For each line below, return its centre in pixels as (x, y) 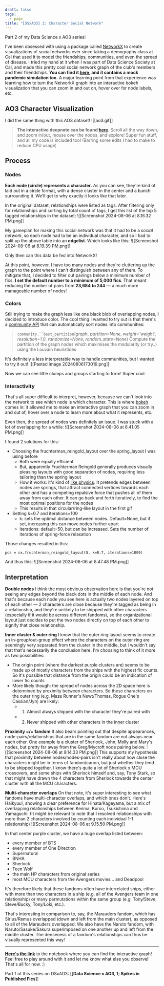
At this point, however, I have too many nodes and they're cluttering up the (80, 265)
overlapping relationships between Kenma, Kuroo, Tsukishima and (72, 809)
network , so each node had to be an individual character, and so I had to (78, 236)
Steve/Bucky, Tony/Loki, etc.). (35, 904)
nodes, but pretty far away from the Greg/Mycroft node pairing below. (75, 747)
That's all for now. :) (25, 964)
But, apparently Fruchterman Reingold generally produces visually (86, 467)
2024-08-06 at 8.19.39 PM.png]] (38, 246)
